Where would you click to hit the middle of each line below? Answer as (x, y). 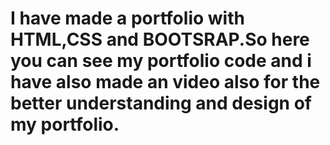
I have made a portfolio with (127, 18)
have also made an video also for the (165, 82)
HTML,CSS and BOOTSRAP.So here (160, 39)
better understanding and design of (161, 103)
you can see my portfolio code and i (161, 61)
